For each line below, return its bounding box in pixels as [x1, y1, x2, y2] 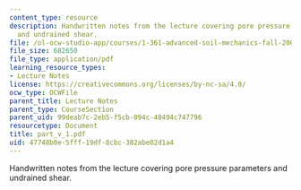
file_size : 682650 [9, 47, 78, 56]
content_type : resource [9, 13, 99, 22]
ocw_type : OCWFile [9, 88, 78, 97]
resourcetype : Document [9, 122, 99, 131]
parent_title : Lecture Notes [9, 96, 118, 106]
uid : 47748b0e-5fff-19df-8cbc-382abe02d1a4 [9, 138, 175, 147]
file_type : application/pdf [9, 55, 115, 64]
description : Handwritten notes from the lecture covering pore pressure [9, 22, 291, 30]
